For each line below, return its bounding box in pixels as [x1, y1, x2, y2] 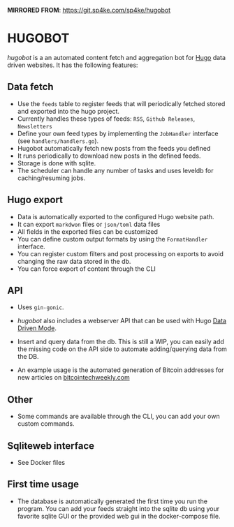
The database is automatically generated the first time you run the [17, 497, 208, 505]
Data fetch [7, 81, 54, 93]
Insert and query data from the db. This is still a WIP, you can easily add [17, 338, 225, 346]
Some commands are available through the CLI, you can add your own [17, 412, 220, 421]
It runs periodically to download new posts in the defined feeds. [17, 151, 201, 160]
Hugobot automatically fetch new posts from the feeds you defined [17, 144, 211, 152]
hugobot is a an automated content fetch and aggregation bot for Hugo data [7, 53, 226, 61]
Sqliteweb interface [7, 440, 95, 452]
